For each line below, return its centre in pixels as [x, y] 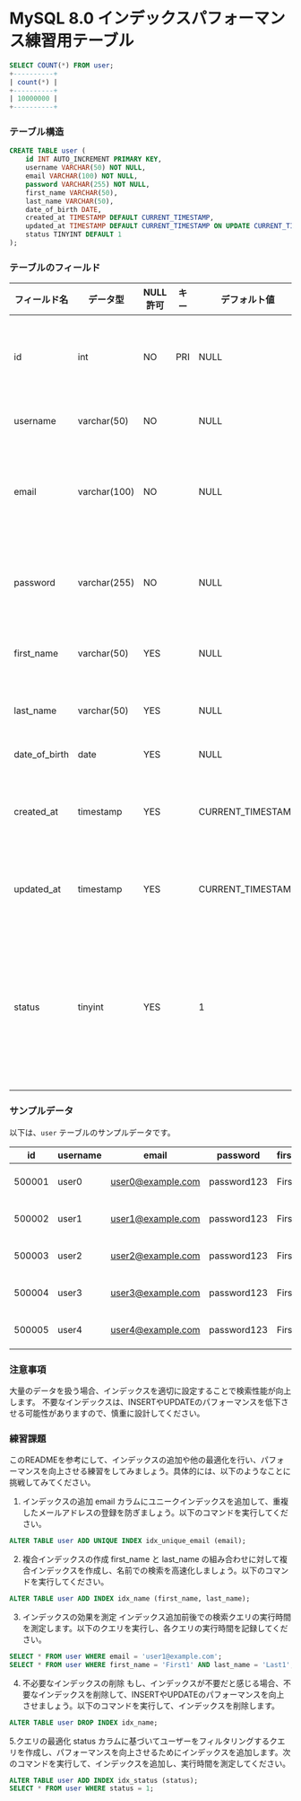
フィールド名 [42, 300]
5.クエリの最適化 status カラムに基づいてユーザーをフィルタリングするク [143, 1741]
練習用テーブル [80, 41]
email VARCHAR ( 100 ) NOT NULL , [82, 176]
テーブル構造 [37, 132]
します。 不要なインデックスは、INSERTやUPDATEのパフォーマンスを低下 [145, 1401]
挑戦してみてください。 [52, 1482]
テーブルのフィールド [55, 268]
